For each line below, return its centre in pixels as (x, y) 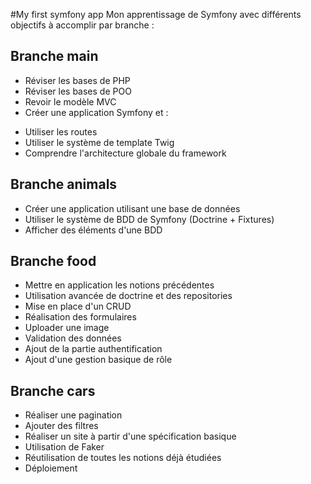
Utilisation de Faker (64, 447)
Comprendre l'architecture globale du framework (125, 153)
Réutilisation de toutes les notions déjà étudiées (123, 458)
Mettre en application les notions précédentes (119, 285)
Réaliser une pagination (73, 415)
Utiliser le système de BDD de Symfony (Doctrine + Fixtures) (149, 219)
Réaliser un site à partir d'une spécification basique (130, 436)
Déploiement (51, 468)
